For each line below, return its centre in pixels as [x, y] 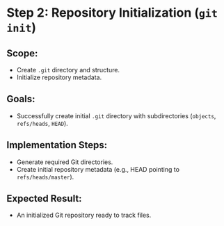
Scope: [22, 53]
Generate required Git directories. [65, 162]
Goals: [21, 99]
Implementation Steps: [57, 145]
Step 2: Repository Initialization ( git [112, 13]
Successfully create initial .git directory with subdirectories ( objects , [116, 115]
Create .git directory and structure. [68, 70]
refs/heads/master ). [45, 177]
